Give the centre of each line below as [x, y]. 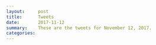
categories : [21, 33]
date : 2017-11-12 [35, 22]
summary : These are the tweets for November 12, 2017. [79, 28]
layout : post [27, 11]
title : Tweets [30, 17]
